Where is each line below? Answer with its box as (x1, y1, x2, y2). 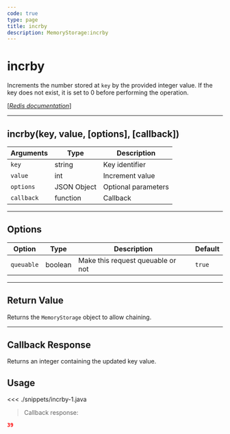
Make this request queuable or (78, 255, 177, 265)
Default (194, 244, 220, 253)
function (54, 193, 82, 203)
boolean (45, 259, 72, 269)
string (54, 160, 73, 169)
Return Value (7, 295, 64, 307)
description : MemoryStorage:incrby (7, 29, 109, 36)
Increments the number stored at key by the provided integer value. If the (7, 81, 214, 90)
